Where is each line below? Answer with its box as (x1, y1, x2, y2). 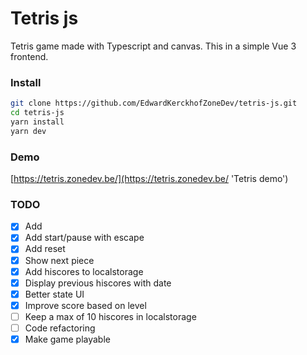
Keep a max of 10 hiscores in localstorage (24, 310, 197, 322)
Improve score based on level (24, 299, 147, 311)
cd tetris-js (10, 108, 65, 118)
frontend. (10, 50, 49, 62)
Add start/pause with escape (24, 232, 145, 244)
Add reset (24, 243, 66, 255)
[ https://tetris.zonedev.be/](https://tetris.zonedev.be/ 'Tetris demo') (10, 173, 289, 185)
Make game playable (24, 333, 111, 345)
